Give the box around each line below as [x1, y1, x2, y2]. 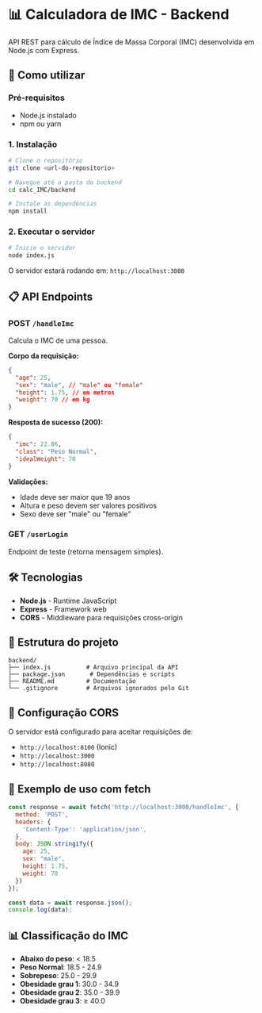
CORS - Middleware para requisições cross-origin [19, 612, 184, 622]
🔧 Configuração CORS [8, 706, 120, 719]
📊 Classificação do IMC [8, 929, 129, 942]
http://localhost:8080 [19, 761, 95, 769]
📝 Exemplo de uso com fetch [8, 782, 151, 796]
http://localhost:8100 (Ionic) [19, 742, 118, 752]
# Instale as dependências [8, 200, 97, 208]
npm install [8, 207, 47, 216]
